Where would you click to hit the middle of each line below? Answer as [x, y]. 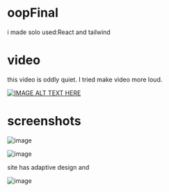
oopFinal [33, 13]
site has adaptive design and [48, 167]
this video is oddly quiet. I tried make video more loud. [85, 79]
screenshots [44, 121]
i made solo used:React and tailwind [59, 32]
